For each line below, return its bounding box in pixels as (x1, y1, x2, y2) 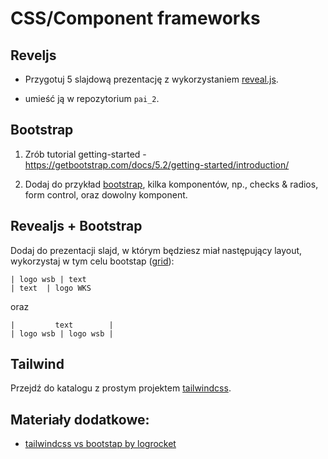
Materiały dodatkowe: (10, 411, 150, 428)
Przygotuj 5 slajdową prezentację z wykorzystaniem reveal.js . (24, 73, 279, 85)
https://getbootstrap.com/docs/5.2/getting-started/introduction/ (24, 158, 290, 171)
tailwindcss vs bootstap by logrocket (24, 438, 177, 450)
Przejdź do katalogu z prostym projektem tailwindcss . (10, 382, 232, 394)
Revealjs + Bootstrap (10, 218, 143, 235)
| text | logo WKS (10, 283, 92, 293)
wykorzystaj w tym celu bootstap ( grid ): (10, 255, 175, 267)
